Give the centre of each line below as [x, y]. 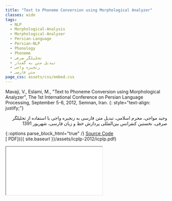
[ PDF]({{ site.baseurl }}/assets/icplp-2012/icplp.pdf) [61, 139]
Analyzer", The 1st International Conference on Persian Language [74, 97]
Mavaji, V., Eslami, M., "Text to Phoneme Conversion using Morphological [83, 92]
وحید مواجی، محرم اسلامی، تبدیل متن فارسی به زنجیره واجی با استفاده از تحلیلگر [90, 118]
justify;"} [15, 108]
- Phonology [23, 48]
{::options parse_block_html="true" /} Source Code [60, 133]
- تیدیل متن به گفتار [33, 63]
